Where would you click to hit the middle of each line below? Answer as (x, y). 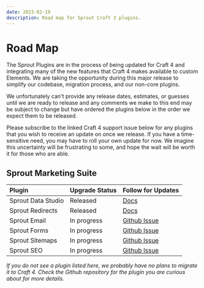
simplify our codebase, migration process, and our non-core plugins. (93, 85)
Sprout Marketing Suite (51, 173)
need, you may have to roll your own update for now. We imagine (112, 141)
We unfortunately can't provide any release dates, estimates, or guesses (98, 96)
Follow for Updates (151, 191)
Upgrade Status (93, 191)
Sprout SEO (26, 251)
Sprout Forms (29, 230)
